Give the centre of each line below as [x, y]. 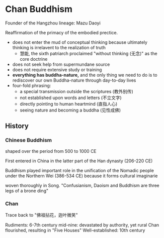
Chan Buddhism [39, 9]
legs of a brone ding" [27, 191]
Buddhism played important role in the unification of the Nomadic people [80, 170]
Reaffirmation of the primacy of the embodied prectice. [62, 32]
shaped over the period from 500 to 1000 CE [51, 151]
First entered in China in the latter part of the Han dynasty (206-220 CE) [79, 161]
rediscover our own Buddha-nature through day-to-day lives [74, 80]
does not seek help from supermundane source [61, 64]
